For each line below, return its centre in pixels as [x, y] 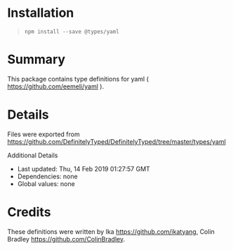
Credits [29, 212]
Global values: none [46, 183]
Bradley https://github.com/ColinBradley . [66, 239]
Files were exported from [44, 134]
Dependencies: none [48, 176]
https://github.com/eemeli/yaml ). [55, 86]
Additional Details [33, 155]
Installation [41, 13]
